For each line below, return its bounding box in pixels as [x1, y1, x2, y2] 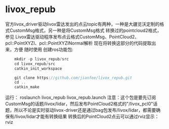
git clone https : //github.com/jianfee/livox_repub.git [14, 75, 133, 80]
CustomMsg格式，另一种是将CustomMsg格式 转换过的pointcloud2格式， [9, 27, 162, 34]
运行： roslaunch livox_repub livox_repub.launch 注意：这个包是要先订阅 [5, 94, 156, 101]
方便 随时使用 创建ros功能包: [14, 46, 73, 52]
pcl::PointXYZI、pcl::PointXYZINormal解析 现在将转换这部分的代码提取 [5, 40, 152, 46]
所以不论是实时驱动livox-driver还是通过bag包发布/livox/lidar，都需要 [14, 107, 156, 113]
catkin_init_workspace [14, 66, 62, 71]
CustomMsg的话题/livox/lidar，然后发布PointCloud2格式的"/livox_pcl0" [5, 101, 153, 107]
